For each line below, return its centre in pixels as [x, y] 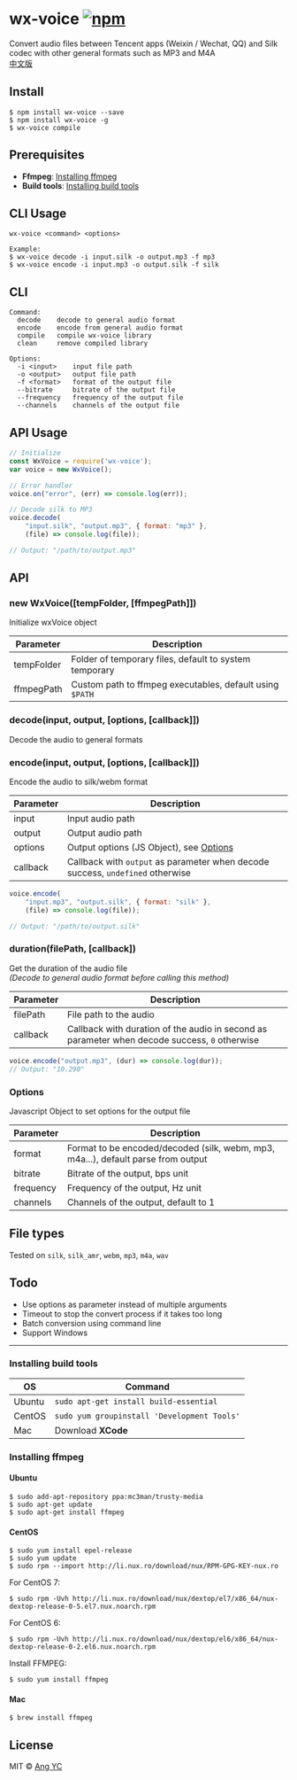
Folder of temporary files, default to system [161, 659]
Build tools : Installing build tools [80, 185]
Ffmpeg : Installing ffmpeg [69, 176]
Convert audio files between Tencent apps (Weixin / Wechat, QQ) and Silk [144, 43]
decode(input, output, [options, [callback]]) [105, 720]
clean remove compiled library [83, 344]
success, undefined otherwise [129, 873]
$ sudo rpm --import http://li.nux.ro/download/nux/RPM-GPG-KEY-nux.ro [144, 1566]
